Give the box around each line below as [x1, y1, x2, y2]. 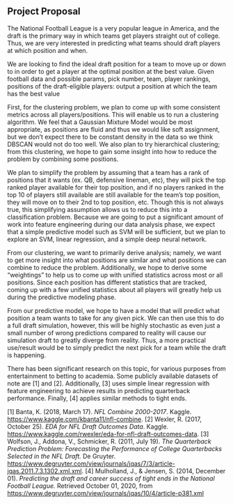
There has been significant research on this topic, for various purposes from [7, 364, 226, 372]
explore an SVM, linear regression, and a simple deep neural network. [7, 235, 207, 243]
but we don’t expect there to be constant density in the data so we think [7, 132, 214, 141]
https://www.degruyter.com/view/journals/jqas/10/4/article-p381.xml [7, 489, 204, 497]
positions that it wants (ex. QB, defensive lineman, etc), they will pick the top [7, 176, 226, 184]
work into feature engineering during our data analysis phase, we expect [7, 220, 216, 229]
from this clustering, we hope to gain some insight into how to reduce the [7, 147, 217, 155]
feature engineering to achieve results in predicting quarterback [7, 386, 191, 395]
